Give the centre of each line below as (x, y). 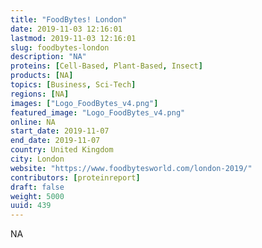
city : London (37, 159)
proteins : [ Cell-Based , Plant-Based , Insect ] (106, 66)
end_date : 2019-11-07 (55, 141)
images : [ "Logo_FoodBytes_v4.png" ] (84, 103)
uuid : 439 (31, 206)
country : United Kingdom (62, 150)
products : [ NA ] (42, 76)
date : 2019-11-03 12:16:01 (66, 29)
